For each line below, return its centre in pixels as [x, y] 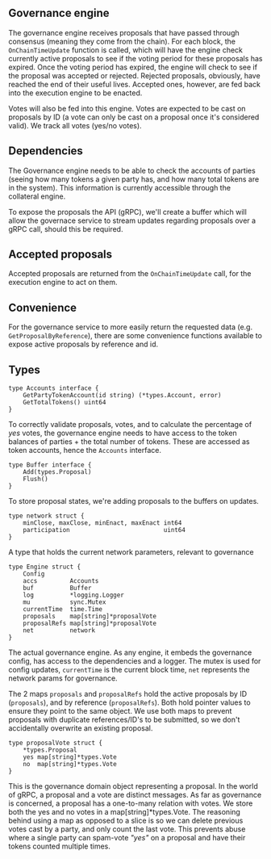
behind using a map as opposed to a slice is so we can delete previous [126, 821]
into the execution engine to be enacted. [75, 93]
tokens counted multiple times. [60, 846]
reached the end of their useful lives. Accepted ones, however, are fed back [134, 84]
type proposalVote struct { [56, 743]
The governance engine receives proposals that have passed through [124, 32]
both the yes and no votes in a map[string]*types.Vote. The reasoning [124, 812]
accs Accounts [61, 581]
